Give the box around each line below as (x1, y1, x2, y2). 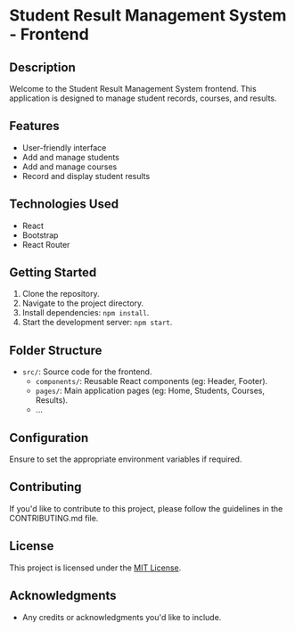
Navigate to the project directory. (21, 298, 144, 308)
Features (9, 119, 60, 134)
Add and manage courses (21, 161, 118, 172)
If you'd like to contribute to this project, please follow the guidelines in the (9, 503, 283, 513)
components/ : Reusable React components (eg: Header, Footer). (35, 376, 268, 387)
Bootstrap (21, 229, 59, 241)
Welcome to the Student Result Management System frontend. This (9, 84, 257, 94)
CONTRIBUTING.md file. (9, 512, 99, 523)
